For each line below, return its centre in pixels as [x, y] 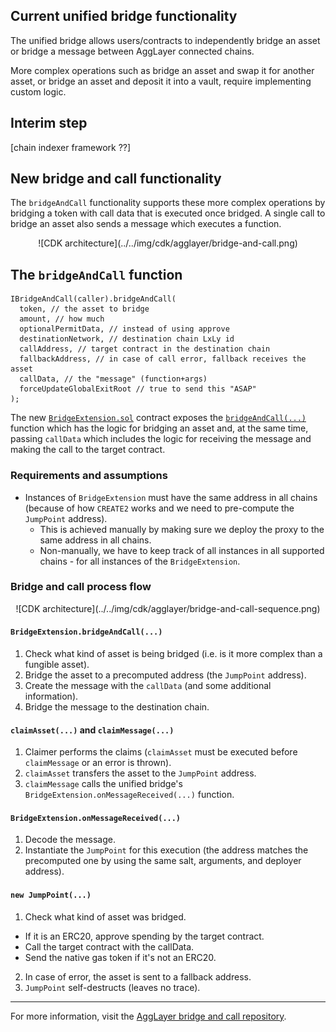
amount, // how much [62, 319]
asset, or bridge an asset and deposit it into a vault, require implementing [161, 81]
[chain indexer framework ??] [71, 147]
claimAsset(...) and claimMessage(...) [92, 730]
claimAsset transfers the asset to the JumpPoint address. [140, 773]
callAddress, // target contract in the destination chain [145, 349]
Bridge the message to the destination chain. [117, 707]
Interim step [49, 123]
